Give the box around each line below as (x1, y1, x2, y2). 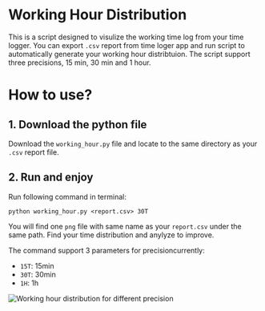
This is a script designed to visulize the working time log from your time (8, 32, 244, 42)
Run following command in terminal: (8, 192, 126, 201)
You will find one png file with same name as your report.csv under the (8, 221, 242, 231)
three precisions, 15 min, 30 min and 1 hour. (8, 58, 151, 67)
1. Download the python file (8, 118, 147, 131)
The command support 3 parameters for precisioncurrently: (8, 245, 206, 255)
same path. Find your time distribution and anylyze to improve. (8, 230, 215, 240)
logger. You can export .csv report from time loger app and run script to (8, 40, 246, 50)
